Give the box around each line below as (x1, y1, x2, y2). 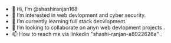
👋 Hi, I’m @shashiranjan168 (11, 6, 78, 12)
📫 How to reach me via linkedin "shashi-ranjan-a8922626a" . (11, 31, 162, 37)
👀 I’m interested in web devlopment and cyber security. (11, 12, 146, 19)
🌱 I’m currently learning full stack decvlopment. (11, 18, 127, 24)
